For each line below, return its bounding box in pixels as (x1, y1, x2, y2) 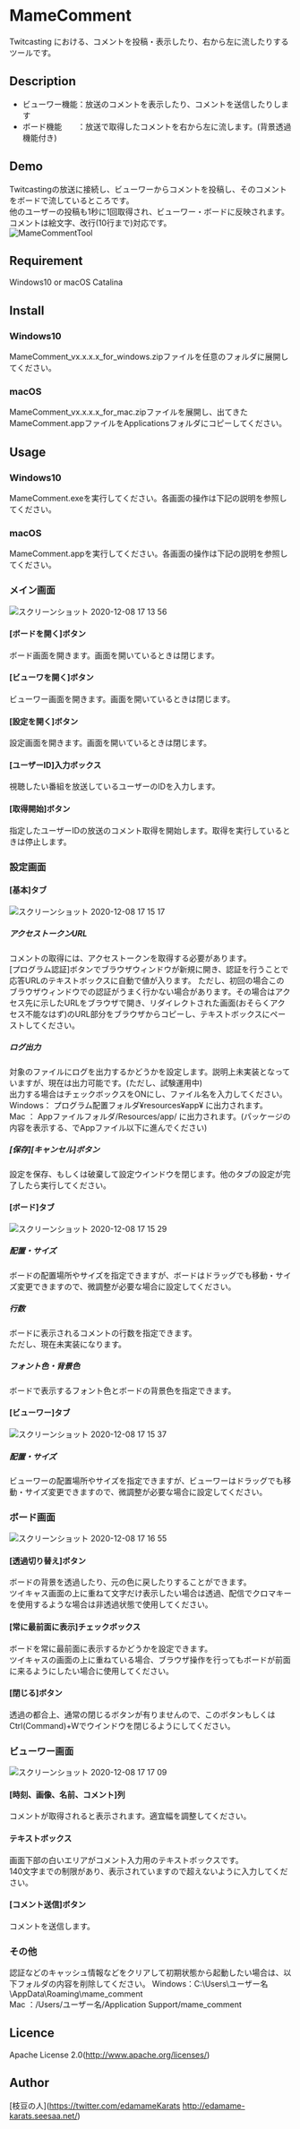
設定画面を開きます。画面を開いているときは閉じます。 (9, 738, 212, 748)
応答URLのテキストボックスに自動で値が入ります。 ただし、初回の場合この (9, 975, 285, 986)
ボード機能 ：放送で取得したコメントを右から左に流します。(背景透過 (21, 121, 292, 132)
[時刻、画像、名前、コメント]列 (9, 1789, 125, 1800)
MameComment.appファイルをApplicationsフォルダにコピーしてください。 (9, 418, 287, 429)
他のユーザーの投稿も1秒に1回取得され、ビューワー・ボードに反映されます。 (9, 206, 289, 217)
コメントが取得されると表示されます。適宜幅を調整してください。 (9, 1810, 252, 1822)
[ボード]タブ (9, 1201, 56, 1213)
